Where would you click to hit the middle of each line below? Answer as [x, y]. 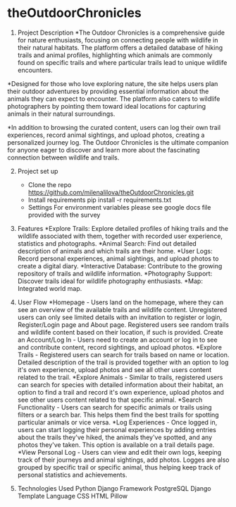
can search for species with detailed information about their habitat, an [120, 384]
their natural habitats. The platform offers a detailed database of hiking [120, 47]
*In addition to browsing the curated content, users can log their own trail [114, 127]
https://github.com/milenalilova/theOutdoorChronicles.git [111, 192]
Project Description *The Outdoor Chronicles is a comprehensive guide [121, 32]
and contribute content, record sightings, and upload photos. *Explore [119, 347]
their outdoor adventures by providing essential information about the [108, 91]
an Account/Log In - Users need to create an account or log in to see [117, 340]
